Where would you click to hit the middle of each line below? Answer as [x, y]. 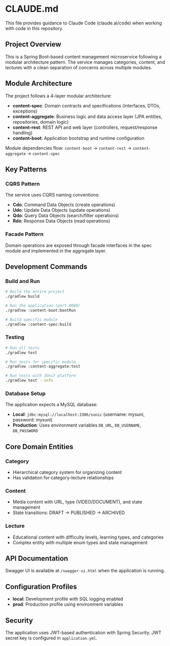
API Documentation [37, 558]
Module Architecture [39, 84]
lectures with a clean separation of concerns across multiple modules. [79, 67]
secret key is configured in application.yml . [51, 638]
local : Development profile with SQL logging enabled [68, 599]
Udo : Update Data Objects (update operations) [61, 210]
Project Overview [33, 45]
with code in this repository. [34, 28]
